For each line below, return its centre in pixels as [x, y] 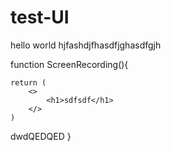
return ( [28, 82]
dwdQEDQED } [41, 136]
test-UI [40, 17]
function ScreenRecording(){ [69, 64]
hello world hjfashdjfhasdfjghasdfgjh [86, 45]
